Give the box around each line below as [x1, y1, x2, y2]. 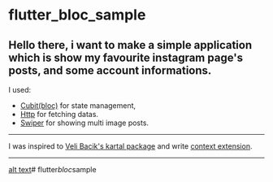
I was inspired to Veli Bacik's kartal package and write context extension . [8, 141, 253, 151]
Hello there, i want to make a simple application [8, 38, 253, 52]
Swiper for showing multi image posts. [19, 118, 149, 128]
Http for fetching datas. [19, 110, 99, 119]
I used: [8, 85, 32, 94]
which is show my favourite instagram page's [8, 50, 244, 64]
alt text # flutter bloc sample [8, 165, 97, 174]
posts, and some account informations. [8, 63, 212, 77]
